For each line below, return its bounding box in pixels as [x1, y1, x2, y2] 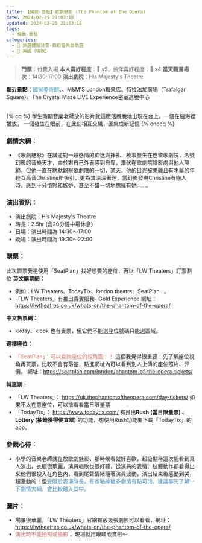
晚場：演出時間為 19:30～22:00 [14, 236, 93, 243]
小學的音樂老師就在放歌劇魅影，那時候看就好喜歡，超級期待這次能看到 [14, 455, 190, 462]
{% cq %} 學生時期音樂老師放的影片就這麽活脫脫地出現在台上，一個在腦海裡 [6, 112, 196, 119]
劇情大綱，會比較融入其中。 [20, 485, 89, 492]
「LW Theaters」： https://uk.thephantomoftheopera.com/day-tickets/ [14, 393, 189, 401]
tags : [6, 25, 20, 32]
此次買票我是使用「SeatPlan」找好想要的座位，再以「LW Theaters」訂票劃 [6, 267, 192, 275]
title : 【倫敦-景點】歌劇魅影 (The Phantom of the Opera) [6, 8, 146, 15]
